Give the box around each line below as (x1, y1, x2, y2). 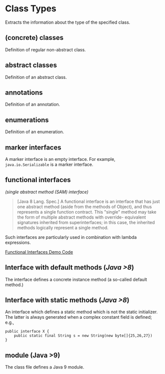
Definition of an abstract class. (5, 74, 67, 80)
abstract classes (5, 61, 57, 70)
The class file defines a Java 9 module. (5, 364, 84, 370)
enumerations (5, 115, 49, 124)
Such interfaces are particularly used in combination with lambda (5, 234, 137, 240)
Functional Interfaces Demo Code (5, 249, 73, 255)
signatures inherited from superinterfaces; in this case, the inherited (17, 219, 155, 225)
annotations (5, 88, 43, 97)
